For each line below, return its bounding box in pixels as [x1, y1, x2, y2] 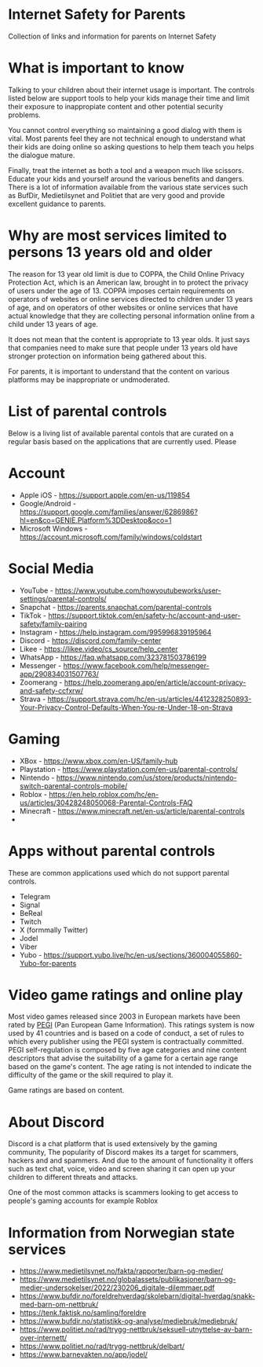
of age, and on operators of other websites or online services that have [8, 303, 238, 312]
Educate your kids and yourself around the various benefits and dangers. [8, 174, 245, 183]
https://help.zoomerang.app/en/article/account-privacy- [64, 678, 247, 687]
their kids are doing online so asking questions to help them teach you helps [8, 141, 254, 151]
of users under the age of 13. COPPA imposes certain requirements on [8, 285, 236, 296]
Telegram [19, 891, 51, 901]
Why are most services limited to [8, 226, 228, 244]
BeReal [19, 908, 43, 917]
